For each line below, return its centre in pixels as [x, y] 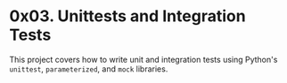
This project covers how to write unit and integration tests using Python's [143, 59]
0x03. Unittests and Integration [128, 16]
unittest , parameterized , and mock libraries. [89, 69]
